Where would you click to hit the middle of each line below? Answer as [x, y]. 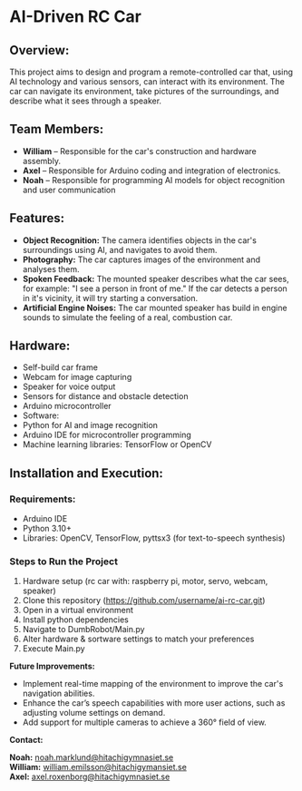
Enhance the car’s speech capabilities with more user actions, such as [154, 703]
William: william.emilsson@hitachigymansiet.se [98, 767]
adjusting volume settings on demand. [94, 713]
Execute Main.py [54, 649]
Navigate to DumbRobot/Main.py [83, 630]
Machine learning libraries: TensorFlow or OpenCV [117, 444]
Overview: [39, 50]
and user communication [69, 190]
